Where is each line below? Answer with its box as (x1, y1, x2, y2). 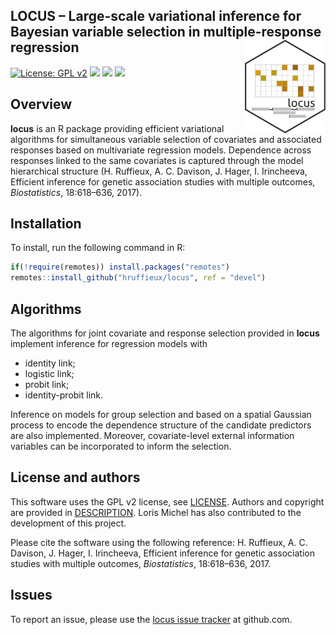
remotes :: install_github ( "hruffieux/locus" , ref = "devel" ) (10, 273, 267, 283)
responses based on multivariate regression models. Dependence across (10, 144, 312, 156)
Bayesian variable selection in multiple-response (10, 24, 322, 41)
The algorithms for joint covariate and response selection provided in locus (10, 327, 320, 339)
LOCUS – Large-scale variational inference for (10, 8, 302, 25)
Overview (10, 96, 73, 113)
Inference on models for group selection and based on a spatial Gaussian (10, 409, 312, 420)
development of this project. (10, 517, 127, 529)
